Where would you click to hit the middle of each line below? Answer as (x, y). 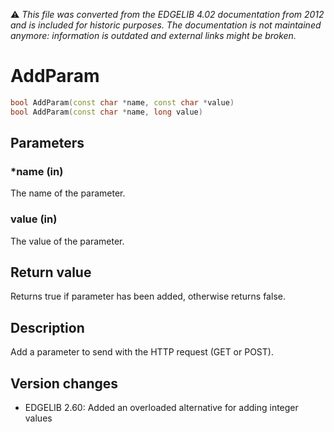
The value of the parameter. (67, 241)
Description (47, 327)
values (38, 418)
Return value (51, 272)
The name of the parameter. (68, 193)
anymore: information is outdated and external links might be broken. (153, 35)
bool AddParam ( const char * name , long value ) (106, 112)
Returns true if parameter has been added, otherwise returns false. (148, 296)
